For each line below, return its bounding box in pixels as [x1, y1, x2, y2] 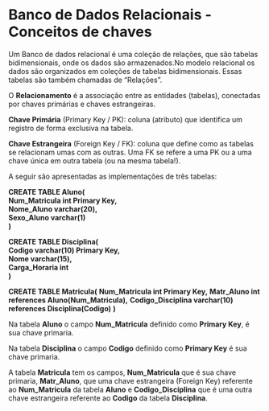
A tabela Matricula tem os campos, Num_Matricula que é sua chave [8, 368, 237, 377]
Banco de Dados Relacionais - [8, 6, 212, 24]
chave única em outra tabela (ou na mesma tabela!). [8, 155, 181, 166]
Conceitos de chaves [8, 23, 152, 41]
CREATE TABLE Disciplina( [8, 236, 99, 246]
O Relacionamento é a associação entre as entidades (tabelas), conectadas [8, 90, 261, 100]
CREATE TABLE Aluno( [8, 187, 85, 196]
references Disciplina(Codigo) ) [8, 303, 117, 313]
